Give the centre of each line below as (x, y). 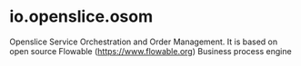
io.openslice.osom (81, 17)
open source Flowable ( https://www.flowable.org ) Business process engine (151, 51)
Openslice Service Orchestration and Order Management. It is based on (144, 42)
